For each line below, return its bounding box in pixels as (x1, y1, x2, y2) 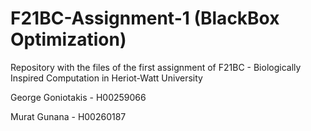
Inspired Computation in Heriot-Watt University (10, 72, 203, 84)
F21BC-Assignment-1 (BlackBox (10, 7, 280, 30)
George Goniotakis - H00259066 (10, 91, 147, 103)
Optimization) (10, 28, 127, 51)
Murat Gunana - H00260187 (10, 110, 127, 122)
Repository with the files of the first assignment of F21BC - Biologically (10, 61, 302, 73)
